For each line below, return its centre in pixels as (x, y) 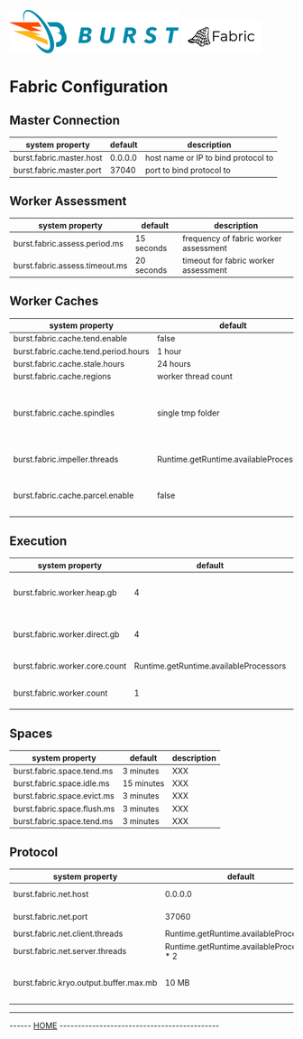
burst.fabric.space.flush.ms (64, 809)
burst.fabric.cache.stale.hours (69, 363)
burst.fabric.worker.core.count (70, 666)
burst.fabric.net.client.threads (68, 934)
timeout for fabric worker (228, 261)
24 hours (174, 363)
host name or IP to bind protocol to (210, 157)
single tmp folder (188, 413)
